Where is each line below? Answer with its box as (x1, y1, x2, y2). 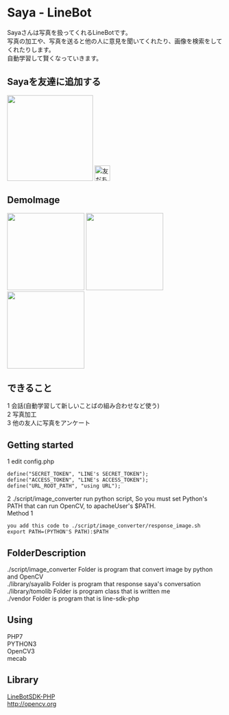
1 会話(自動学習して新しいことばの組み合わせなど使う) (7, 402, 160, 410)
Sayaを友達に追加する (7, 76, 101, 88)
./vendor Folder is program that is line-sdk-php (7, 594, 139, 603)
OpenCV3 (7, 646, 36, 655)
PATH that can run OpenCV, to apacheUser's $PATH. (7, 502, 156, 510)
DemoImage (7, 194, 60, 206)
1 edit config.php (7, 457, 55, 465)
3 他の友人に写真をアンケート (7, 419, 91, 427)
